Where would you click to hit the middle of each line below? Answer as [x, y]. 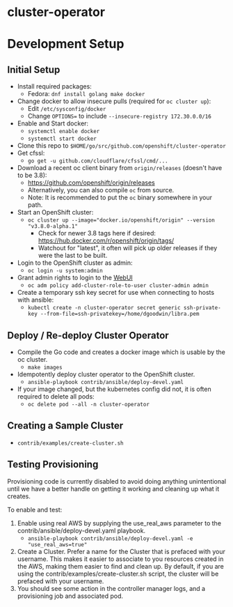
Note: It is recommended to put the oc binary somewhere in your [120, 198]
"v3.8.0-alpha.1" [53, 226]
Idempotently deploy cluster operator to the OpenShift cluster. [106, 374]
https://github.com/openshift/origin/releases [91, 183]
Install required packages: [54, 86]
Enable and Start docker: [53, 123]
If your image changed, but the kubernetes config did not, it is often [114, 389]
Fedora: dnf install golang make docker [86, 94]
